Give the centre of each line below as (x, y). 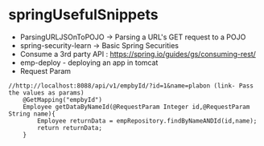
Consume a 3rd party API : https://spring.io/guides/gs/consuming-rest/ (138, 54)
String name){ (32, 114)
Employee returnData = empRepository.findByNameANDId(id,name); (147, 121)
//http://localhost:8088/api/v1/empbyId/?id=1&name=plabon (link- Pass (131, 86)
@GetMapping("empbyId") (63, 99)
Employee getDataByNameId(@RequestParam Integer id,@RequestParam (136, 107)
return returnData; (70, 128)
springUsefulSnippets (83, 15)
